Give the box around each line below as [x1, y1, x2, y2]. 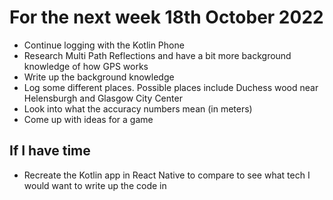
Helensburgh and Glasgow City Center [23, 92, 183, 104]
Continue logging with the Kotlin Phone [23, 39, 185, 51]
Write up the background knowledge [23, 71, 175, 83]
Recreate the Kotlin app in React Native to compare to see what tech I [23, 169, 311, 181]
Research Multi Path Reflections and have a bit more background [23, 49, 292, 61]
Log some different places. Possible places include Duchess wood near [23, 81, 319, 93]
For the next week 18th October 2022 [9, 6, 324, 29]
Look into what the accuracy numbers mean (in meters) [23, 102, 253, 115]
